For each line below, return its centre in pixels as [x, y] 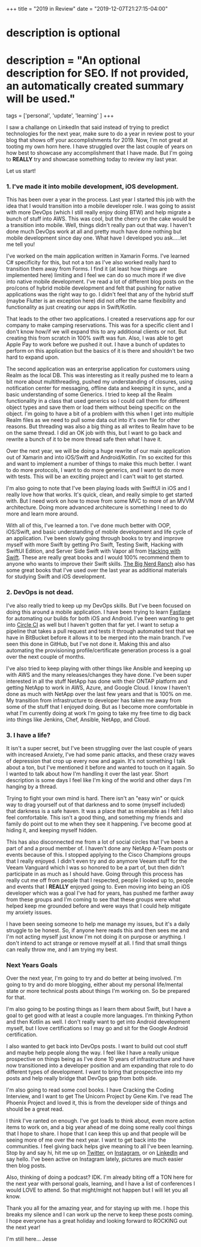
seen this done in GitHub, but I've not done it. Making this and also [88, 644]
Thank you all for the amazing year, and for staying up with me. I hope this [98, 1208]
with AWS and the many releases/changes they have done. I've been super [99, 674]
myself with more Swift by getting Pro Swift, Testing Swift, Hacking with [95, 545]
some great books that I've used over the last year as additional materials [97, 570]
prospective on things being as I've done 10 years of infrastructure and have [100, 1059]
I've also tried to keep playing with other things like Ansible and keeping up [99, 668]
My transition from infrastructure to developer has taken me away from [94, 700]
